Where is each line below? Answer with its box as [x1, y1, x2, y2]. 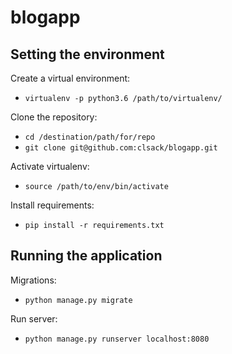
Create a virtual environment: [10, 72, 131, 84]
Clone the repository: [10, 111, 98, 123]
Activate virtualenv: [10, 161, 90, 172]
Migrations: [10, 274, 57, 286]
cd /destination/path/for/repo [24, 132, 156, 142]
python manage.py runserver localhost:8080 [24, 334, 210, 344]
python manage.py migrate [24, 295, 133, 305]
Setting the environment [10, 46, 165, 63]
